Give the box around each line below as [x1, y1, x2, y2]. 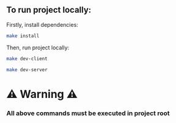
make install [6, 33, 40, 39]
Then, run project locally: [6, 44, 70, 51]
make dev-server [6, 66, 48, 72]
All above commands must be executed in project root [6, 109, 170, 118]
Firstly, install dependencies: [6, 21, 78, 28]
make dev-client [6, 55, 48, 61]
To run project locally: [6, 5, 92, 15]
